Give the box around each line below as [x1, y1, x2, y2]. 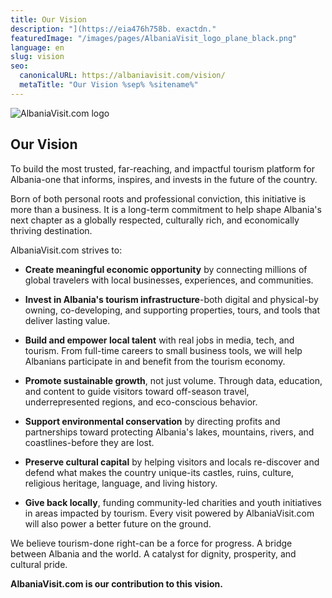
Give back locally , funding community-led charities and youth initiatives [24, 496, 322, 508]
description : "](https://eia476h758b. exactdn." [10, 24, 217, 34]
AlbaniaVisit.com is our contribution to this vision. [10, 577, 223, 590]
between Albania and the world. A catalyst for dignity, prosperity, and [10, 547, 297, 560]
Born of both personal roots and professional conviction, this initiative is [10, 192, 307, 205]
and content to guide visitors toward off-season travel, [24, 385, 250, 397]
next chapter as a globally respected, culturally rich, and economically [10, 214, 300, 226]
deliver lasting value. [24, 314, 111, 326]
